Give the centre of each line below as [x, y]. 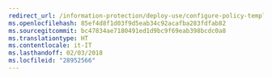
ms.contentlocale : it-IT [50, 46]
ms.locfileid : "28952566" [52, 61]
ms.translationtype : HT [49, 38]
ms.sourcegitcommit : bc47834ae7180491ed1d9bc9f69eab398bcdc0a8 [117, 30]
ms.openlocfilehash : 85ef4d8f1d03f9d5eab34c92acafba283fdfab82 [117, 23]
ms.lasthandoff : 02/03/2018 [56, 53]
